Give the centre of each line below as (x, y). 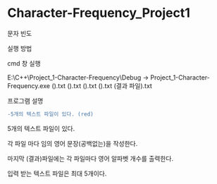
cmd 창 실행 (24, 63)
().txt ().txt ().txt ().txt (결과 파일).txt (102, 85)
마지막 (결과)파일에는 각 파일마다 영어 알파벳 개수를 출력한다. (91, 158)
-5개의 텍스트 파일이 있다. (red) (50, 114)
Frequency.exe (29, 85)
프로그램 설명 (25, 101)
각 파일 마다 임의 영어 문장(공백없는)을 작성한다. (73, 143)
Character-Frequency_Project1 (99, 13)
